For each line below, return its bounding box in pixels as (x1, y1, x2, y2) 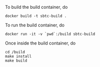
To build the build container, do (5, 4, 68, 10)
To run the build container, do (5, 22, 65, 28)
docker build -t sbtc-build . (5, 14, 67, 19)
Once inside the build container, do (5, 40, 76, 46)
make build (5, 58, 27, 63)
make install (5, 54, 32, 59)
